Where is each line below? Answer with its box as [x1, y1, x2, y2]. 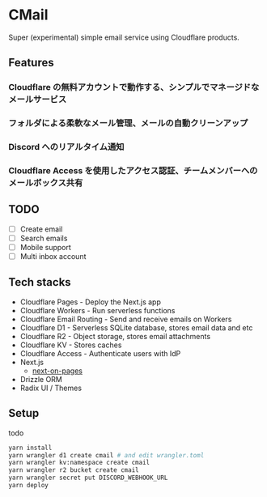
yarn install [8, 444, 53, 452]
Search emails [19, 233, 68, 243]
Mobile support [19, 242, 71, 252]
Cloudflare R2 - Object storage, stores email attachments [19, 331, 211, 341]
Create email [19, 224, 63, 234]
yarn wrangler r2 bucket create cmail [8, 466, 139, 474]
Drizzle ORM [19, 374, 63, 384]
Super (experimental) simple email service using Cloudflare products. [8, 32, 240, 42]
